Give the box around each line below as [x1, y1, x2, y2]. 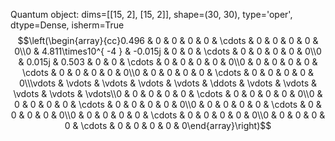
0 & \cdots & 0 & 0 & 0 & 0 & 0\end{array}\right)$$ [64, 120, 272, 131]
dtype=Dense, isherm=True [10, 19, 125, 31]
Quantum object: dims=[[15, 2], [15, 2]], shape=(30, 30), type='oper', [10, 9, 293, 20]
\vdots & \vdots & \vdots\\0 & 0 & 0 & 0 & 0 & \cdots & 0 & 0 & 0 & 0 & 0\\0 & [13, 88, 323, 99]
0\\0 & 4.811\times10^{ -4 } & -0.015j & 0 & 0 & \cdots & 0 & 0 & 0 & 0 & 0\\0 [14, 45, 322, 57]
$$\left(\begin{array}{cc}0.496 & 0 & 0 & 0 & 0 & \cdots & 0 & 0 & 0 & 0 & [17, 35, 319, 46]
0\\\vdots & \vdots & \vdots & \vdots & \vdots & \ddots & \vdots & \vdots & [18, 77, 318, 89]
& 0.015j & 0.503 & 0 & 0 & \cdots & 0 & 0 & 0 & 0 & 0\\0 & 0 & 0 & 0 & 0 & [18, 56, 318, 68]
